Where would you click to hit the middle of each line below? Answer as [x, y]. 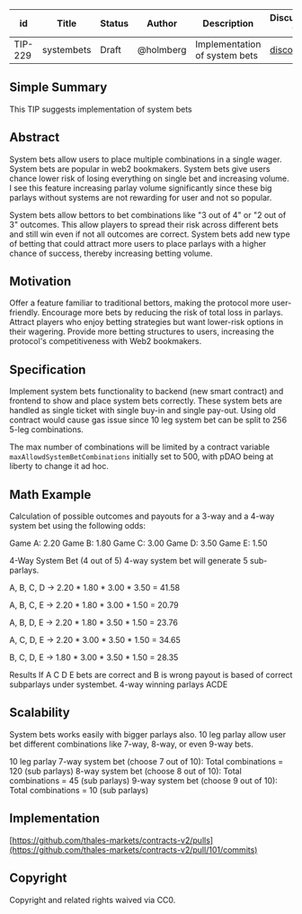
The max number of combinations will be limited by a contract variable [140, 447]
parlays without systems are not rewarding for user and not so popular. [141, 197]
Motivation [40, 281]
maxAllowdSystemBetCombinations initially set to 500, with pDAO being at [142, 457]
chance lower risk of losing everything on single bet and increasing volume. [149, 178]
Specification [48, 370]
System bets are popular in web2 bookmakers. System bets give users [140, 168]
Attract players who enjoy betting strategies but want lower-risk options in [147, 322]
